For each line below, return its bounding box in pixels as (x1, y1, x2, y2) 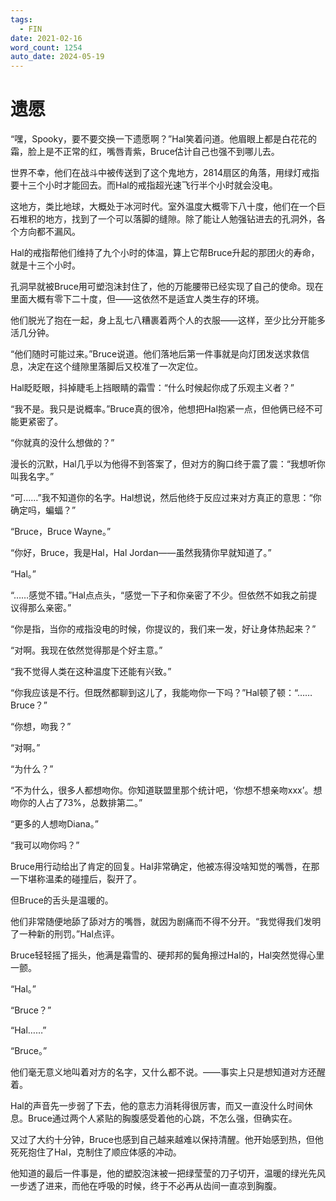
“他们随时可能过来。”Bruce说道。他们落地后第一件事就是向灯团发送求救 (10, 348, 302, 360)
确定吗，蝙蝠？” (10, 504, 77, 516)
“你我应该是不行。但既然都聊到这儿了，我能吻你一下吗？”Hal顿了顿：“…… (10, 687, 313, 699)
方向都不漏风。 (18, 226, 81, 238)
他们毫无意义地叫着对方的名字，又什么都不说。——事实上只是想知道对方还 (10, 1066, 317, 1078)
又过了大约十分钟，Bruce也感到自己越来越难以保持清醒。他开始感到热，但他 (10, 1134, 324, 1146)
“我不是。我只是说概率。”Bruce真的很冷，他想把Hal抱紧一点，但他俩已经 (10, 403, 306, 415)
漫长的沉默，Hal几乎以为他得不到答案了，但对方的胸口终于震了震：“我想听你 (10, 458, 326, 470)
